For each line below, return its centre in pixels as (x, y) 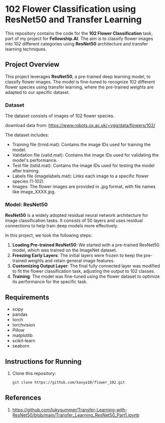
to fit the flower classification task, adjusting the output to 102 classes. (84, 271)
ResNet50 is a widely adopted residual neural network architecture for (77, 215)
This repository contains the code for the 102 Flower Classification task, (79, 33)
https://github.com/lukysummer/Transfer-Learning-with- (69, 410)
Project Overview (32, 64)
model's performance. (35, 160)
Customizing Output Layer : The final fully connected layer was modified (86, 266)
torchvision (24, 325)
